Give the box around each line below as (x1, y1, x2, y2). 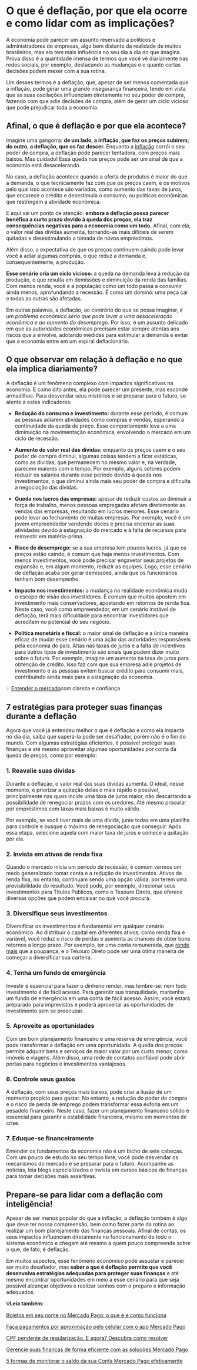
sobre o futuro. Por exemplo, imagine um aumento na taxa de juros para (14, 654, 189, 661)
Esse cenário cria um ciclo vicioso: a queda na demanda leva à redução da (6, 270, 190, 277)
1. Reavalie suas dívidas (6, 767, 75, 775)
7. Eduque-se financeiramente (6, 1134, 94, 1143)
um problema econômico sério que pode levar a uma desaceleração (6, 312, 173, 319)
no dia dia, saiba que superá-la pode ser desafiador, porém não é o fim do (6, 733, 186, 740)
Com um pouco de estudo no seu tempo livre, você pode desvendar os (6, 1154, 179, 1161)
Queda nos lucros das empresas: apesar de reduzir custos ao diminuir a (14, 495, 192, 502)
